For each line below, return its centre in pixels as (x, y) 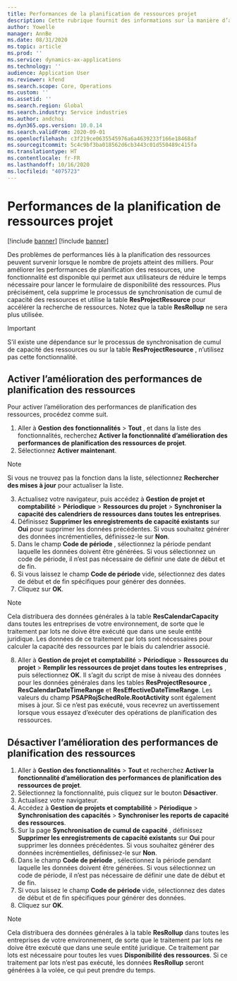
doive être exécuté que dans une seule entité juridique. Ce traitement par (114, 948)
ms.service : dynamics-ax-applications (64, 60)
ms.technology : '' (34, 66)
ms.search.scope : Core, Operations (60, 86)
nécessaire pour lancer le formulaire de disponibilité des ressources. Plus (114, 284)
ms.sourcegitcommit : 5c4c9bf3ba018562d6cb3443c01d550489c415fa (102, 145)
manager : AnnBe (30, 34)
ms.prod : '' (25, 54)
